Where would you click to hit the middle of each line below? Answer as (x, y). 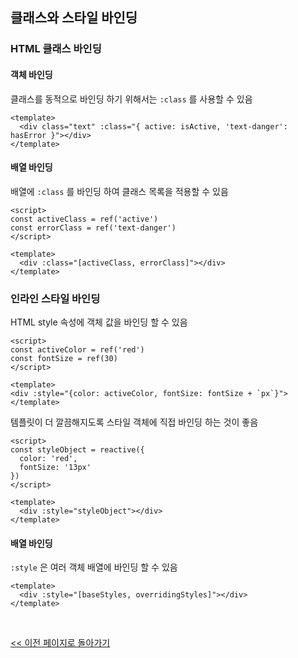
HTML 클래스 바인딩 (56, 49)
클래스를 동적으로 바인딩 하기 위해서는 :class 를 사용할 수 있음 (131, 99)
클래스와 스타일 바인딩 (74, 18)
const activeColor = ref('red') (77, 350)
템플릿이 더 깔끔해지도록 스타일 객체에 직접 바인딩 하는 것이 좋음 (134, 422)
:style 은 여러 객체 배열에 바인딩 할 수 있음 (94, 567)
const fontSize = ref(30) (64, 359)
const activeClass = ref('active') (84, 219)
